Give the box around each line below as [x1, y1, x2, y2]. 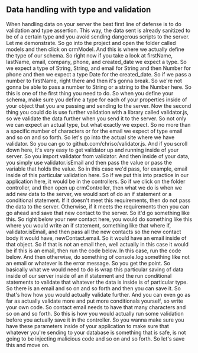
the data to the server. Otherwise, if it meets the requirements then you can [6, 203, 189, 210]
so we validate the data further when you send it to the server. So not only [6, 115, 187, 122]
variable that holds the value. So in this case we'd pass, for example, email [6, 165, 188, 172]
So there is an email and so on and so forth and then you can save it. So [6, 284, 181, 292]
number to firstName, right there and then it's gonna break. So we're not [6, 77, 182, 84]
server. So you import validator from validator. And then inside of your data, [6, 152, 190, 159]
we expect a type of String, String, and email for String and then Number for [6, 65, 191, 72]
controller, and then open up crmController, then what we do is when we [6, 184, 182, 191]
